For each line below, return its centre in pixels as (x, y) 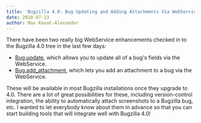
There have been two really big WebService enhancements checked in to (97, 40)
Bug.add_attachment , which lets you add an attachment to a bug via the (103, 70)
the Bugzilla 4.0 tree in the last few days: (56, 46)
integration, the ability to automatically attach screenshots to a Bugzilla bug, (100, 101)
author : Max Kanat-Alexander (42, 23)
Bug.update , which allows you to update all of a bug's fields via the (98, 58)
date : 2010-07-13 (28, 17)
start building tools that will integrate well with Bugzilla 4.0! (79, 113)
